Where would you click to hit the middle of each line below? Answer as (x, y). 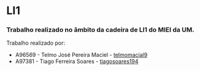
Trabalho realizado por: (36, 43)
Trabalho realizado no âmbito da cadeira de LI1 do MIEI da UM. (100, 30)
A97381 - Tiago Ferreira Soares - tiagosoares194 (77, 61)
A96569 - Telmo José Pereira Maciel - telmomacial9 (81, 55)
